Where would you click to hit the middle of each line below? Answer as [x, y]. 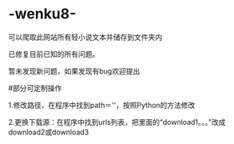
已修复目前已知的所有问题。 [54, 54]
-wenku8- [42, 14]
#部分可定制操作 [35, 88]
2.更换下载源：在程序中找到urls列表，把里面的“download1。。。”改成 [117, 122]
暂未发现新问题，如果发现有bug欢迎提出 [74, 71]
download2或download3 [49, 132]
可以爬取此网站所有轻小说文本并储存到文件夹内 [85, 37]
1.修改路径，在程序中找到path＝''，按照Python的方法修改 [102, 105]
